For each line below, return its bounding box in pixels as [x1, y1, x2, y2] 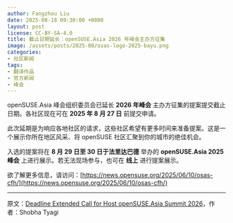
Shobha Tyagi [19, 208, 59, 217]
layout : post [7, 23, 45, 30]
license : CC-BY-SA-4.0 [7, 29, 73, 37]
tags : [7, 62, 23, 69]
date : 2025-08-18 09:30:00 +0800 [7, 17, 104, 24]
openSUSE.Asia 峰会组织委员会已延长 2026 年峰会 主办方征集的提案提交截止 [7, 101, 226, 109]
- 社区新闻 [7, 55, 35, 62]
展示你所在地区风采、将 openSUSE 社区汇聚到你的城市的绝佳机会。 [12, 133, 206, 141]
